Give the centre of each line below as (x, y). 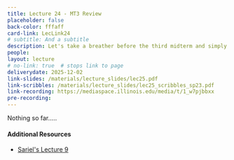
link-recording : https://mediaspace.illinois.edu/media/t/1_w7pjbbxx (111, 92)
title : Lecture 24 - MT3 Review (54, 14)
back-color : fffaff (36, 27)
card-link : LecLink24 (39, 33)
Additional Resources (39, 134)
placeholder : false (36, 20)
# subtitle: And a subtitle (48, 40)
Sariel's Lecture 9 (43, 150)
